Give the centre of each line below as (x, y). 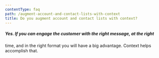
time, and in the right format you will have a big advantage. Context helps (78, 46)
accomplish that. (22, 51)
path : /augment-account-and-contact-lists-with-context (63, 14)
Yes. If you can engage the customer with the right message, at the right (79, 34)
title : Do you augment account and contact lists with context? (71, 18)
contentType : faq (23, 9)
